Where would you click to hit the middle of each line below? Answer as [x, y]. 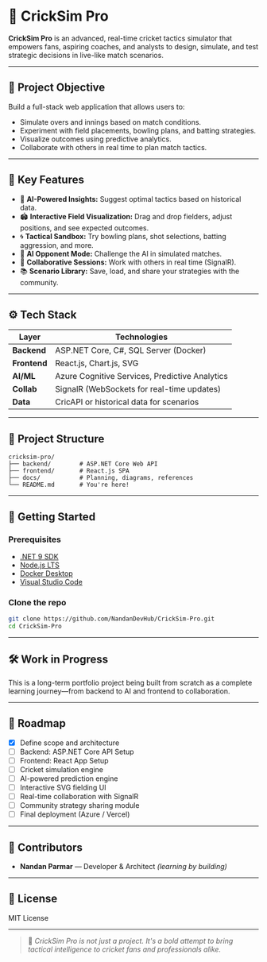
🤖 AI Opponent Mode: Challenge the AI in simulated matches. [121, 253]
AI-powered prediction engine [69, 778]
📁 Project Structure [56, 439]
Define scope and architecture [70, 743]
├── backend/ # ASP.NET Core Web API [83, 464]
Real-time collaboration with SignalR [79, 796]
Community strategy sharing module [79, 805]
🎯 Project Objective [57, 88]
